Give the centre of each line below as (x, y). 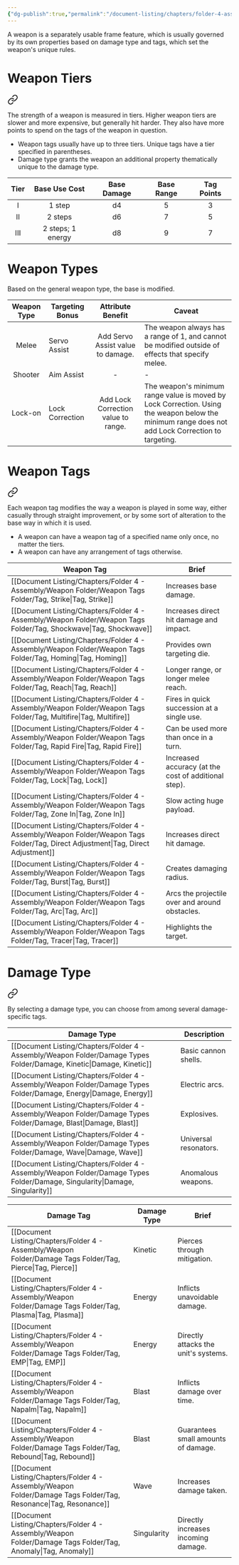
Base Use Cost (60, 188)
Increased (182, 758)
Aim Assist (66, 374)
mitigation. (195, 1259)
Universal (196, 1139)
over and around (193, 903)
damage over (200, 1392)
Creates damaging (197, 868)
